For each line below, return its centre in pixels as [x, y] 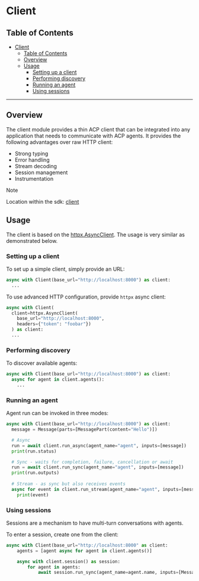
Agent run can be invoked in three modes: [57, 413]
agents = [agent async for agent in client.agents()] [84, 551]
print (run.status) [34, 451]
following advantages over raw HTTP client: [60, 142]
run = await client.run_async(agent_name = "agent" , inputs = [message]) [99, 445]
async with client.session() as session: [68, 561]
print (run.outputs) [36, 473]
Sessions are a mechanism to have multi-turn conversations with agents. [95, 523]
